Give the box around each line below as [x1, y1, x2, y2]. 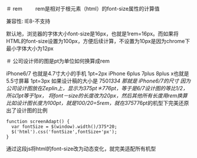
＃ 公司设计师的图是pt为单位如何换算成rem [6, 58, 110, 64]
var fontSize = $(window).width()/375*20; [11, 124, 117, 130]
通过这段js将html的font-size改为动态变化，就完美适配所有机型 [6, 145, 156, 152]
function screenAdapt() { [6, 119, 70, 124]
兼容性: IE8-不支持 [6, 18, 51, 25]
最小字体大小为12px [6, 45, 54, 52]
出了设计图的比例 [6, 107, 48, 114]
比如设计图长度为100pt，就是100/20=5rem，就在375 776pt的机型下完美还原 [6, 100, 189, 106]
